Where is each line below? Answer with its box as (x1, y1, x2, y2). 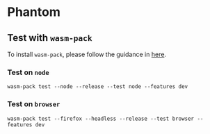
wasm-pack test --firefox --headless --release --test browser (7, 115, 195, 122)
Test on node (7, 67, 50, 77)
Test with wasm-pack (7, 32, 92, 44)
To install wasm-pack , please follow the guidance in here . (7, 50, 167, 58)
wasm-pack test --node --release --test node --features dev (7, 83, 188, 90)
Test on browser (7, 99, 60, 109)
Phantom (7, 4, 60, 20)
